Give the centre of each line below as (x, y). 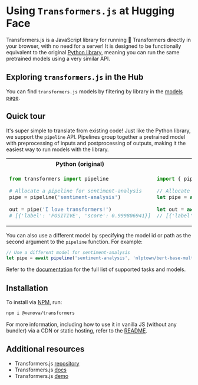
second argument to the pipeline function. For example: (75, 242)
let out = (170, 209)
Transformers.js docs (40, 370)
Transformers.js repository (47, 363)
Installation (27, 288)
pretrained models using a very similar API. (58, 58)
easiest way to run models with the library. (57, 149)
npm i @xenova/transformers (41, 313)
